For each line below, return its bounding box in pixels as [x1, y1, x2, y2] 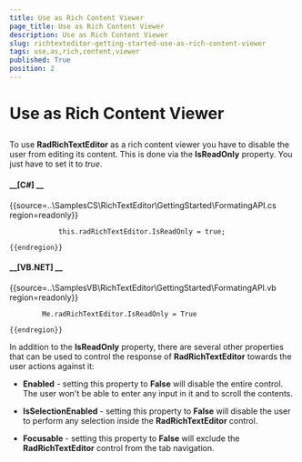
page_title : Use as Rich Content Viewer [9, 22, 166, 31]
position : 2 [9, 65, 55, 74]
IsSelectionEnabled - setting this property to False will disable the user [22, 406, 291, 417]
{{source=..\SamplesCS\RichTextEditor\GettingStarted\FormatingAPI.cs [9, 199, 277, 210]
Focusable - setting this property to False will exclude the [22, 433, 240, 444]
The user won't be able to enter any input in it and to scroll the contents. [22, 387, 294, 398]
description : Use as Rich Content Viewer [9, 30, 169, 39]
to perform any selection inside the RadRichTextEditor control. [22, 415, 258, 426]
